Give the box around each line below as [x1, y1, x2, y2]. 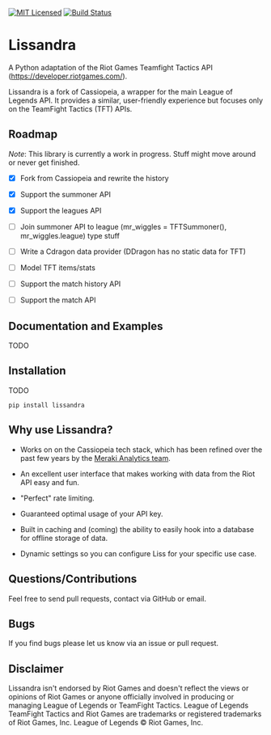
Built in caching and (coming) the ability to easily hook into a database [19, 524, 255, 534]
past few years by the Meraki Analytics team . [19, 453, 171, 463]
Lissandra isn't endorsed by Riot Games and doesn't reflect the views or [8, 683, 249, 693]
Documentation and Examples [8, 319, 163, 333]
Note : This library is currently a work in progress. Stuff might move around [8, 149, 256, 158]
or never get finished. [8, 158, 80, 167]
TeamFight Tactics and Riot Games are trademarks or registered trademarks [8, 709, 262, 719]
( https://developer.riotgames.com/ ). [8, 71, 128, 81]
